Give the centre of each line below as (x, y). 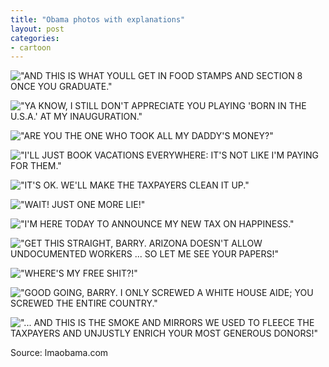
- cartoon (31, 47)
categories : (35, 38)
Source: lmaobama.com (59, 353)
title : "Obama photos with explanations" (98, 19)
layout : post (37, 29)
